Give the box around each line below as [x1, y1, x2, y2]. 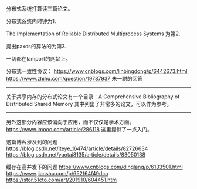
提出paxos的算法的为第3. [6, 43, 67, 49]
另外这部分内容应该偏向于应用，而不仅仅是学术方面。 [6, 118, 135, 125]
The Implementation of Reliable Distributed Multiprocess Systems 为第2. [6, 30, 181, 37]
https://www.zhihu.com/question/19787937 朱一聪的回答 [6, 75, 143, 82]
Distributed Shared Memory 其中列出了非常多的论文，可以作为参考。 [6, 101, 172, 107]
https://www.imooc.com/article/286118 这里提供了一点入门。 [6, 126, 152, 132]
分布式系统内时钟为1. [6, 18, 56, 25]
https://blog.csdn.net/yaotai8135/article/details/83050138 [6, 151, 145, 158]
